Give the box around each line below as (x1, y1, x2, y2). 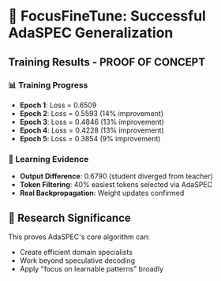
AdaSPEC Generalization (8, 24, 174, 42)
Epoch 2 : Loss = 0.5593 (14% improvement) (19, 108, 164, 118)
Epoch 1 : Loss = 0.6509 (19, 100, 97, 110)
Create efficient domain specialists (19, 247, 133, 257)
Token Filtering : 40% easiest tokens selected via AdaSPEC (19, 180, 213, 189)
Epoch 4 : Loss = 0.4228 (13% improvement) (19, 126, 164, 135)
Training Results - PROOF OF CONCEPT (8, 55, 206, 69)
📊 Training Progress (8, 79, 88, 90)
